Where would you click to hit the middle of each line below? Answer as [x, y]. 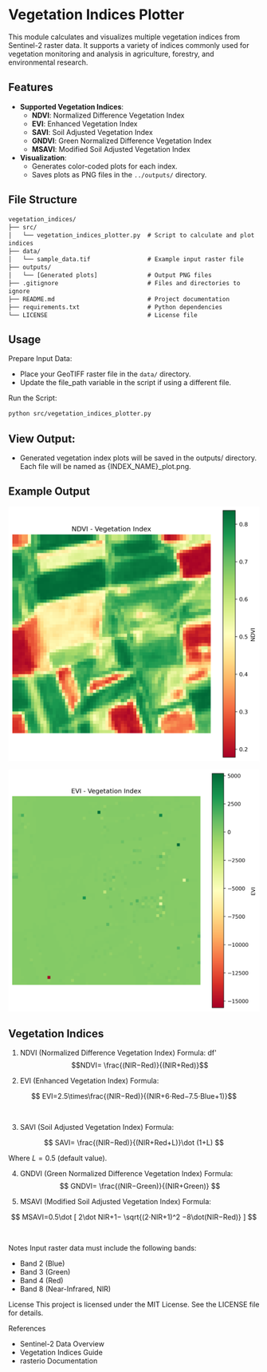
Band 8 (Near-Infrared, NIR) [65, 1289]
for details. [26, 1313]
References [27, 1329]
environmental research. [48, 62]
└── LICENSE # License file [103, 315]
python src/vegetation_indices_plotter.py [80, 414]
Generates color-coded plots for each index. [104, 166]
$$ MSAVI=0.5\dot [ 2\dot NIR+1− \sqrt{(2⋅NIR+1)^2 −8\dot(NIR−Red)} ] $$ [134, 1217]
